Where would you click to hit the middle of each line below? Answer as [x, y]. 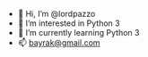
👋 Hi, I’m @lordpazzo [57, 14]
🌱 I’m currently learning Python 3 [78, 33]
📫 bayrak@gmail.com [59, 43]
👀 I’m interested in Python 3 [69, 23]
